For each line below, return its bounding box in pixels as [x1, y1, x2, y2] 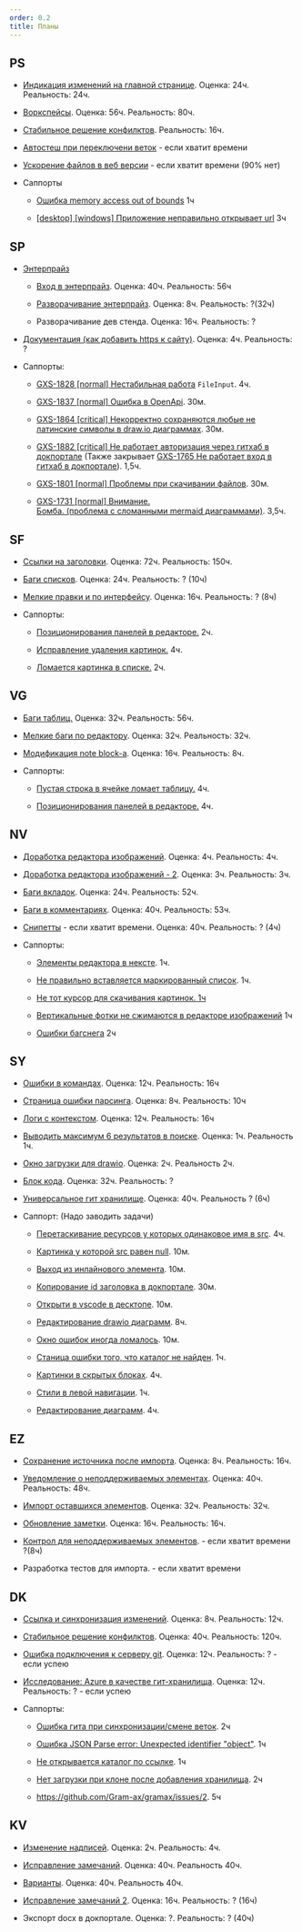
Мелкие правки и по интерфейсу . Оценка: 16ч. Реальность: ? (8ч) [22, 591, 277, 602]
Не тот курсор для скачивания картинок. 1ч [35, 992, 206, 1003]
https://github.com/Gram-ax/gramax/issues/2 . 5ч [35, 1792, 221, 1802]
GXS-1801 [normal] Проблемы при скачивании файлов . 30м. [35, 479, 270, 490]
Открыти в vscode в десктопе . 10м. [35, 1299, 173, 1310]
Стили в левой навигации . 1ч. [35, 1387, 150, 1398]
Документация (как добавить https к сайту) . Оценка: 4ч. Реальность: [22, 334, 293, 345]
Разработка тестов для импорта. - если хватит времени [22, 1563, 241, 1574]
